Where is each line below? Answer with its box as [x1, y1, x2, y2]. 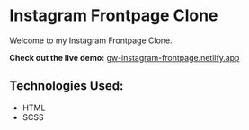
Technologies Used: [9, 78, 124, 94]
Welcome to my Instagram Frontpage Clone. [9, 35, 173, 46]
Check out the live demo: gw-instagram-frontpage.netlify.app [9, 52, 240, 63]
